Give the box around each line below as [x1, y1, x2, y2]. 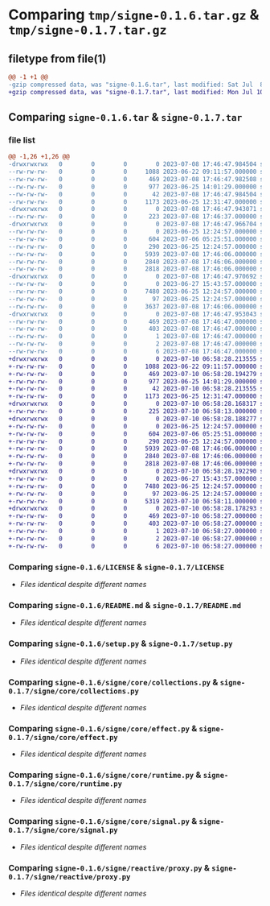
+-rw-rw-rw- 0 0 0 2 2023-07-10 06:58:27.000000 [8, 534, 257, 543]
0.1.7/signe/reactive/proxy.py [8, 872, 131, 881]
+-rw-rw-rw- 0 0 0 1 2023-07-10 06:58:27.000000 [8, 527, 257, 536]
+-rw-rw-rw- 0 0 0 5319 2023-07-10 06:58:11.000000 [8, 497, 257, 505]
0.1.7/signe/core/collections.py [8, 686, 139, 696]
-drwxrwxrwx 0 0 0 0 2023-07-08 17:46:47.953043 [8, 310, 257, 318]
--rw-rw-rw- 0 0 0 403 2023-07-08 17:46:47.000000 [8, 325, 257, 333]
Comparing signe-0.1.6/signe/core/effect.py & [8, 722, 198, 734]
